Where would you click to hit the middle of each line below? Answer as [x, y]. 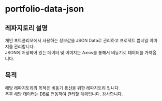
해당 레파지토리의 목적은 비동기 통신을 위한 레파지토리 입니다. [62, 87]
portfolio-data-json [44, 9]
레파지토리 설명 [26, 28]
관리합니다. [24, 46]
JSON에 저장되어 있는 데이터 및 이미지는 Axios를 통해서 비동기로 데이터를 [74, 52]
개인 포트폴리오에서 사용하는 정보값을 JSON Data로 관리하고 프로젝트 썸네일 [77, 40]
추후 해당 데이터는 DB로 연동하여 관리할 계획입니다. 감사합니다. [64, 94]
